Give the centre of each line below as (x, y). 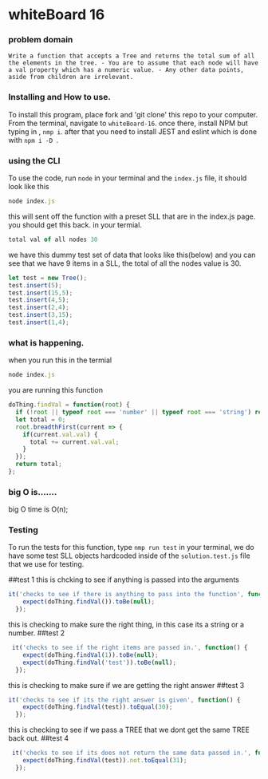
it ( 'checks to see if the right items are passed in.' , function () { (130, 648)
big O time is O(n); (38, 509)
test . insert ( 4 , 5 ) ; (39, 300)
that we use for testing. (46, 564)
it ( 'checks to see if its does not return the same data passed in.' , (131, 753)
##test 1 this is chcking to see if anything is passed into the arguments (124, 579)
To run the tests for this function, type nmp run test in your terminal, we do (131, 548)
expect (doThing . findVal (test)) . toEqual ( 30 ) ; (98, 707)
